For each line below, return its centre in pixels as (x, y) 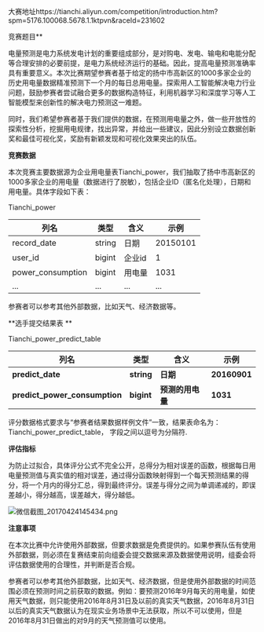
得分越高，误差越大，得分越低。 (87, 495)
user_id (26, 258)
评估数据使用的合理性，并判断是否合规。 (73, 564)
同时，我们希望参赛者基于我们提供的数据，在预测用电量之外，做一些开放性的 (132, 119)
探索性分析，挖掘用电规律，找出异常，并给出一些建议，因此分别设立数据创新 (132, 129)
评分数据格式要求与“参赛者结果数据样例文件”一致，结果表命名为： (115, 422)
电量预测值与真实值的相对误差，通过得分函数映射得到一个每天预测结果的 (125, 475)
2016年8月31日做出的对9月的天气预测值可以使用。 (89, 620)
